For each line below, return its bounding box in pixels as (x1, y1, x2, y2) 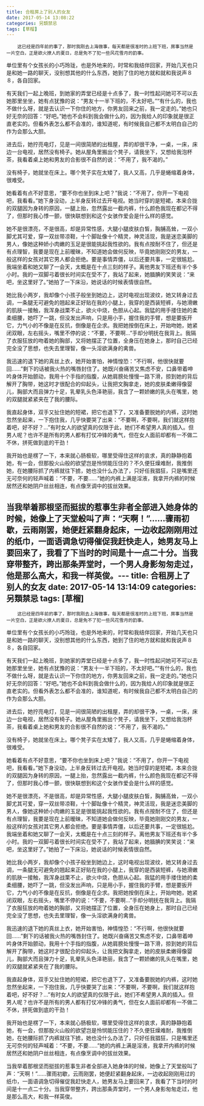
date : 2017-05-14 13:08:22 (6, 15, 75, 21)
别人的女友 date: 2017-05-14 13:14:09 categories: (6, 582, 197, 592)
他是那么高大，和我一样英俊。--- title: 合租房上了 (6, 570, 191, 581)
